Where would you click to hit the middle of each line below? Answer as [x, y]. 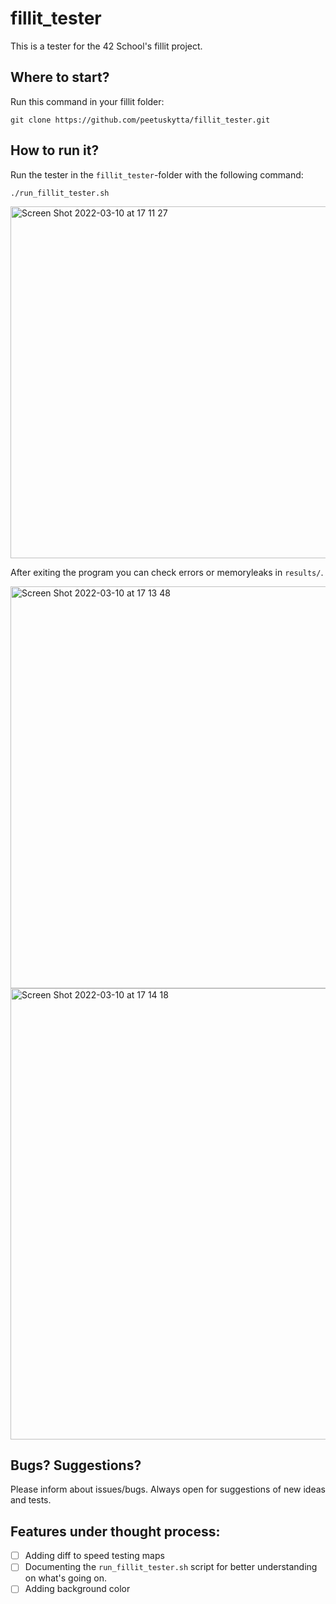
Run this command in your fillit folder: [87, 101]
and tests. [31, 1500]
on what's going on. [65, 1578]
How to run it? [55, 150]
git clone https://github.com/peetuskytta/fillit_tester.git [140, 120]
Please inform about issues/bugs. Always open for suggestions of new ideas [168, 1489]
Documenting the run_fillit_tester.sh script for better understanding [171, 1567]
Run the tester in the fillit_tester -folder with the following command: [157, 174]
